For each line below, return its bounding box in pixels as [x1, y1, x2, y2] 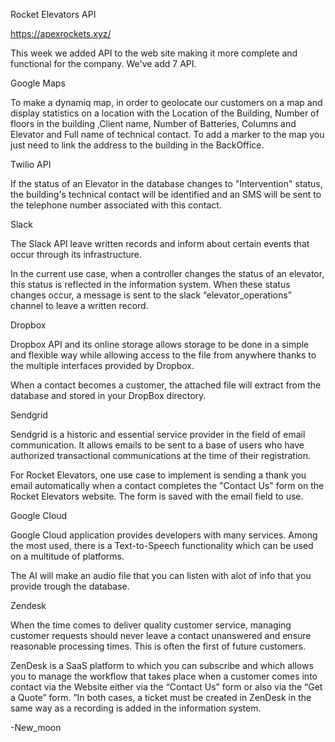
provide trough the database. [10, 580, 130, 592]
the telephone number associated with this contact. [10, 199, 222, 211]
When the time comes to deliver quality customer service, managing [10, 619, 292, 631]
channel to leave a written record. [10, 300, 149, 311]
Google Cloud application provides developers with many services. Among [10, 529, 318, 541]
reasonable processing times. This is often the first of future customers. [10, 640, 307, 652]
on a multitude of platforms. [10, 550, 125, 562]
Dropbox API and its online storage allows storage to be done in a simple [10, 339, 310, 350]
